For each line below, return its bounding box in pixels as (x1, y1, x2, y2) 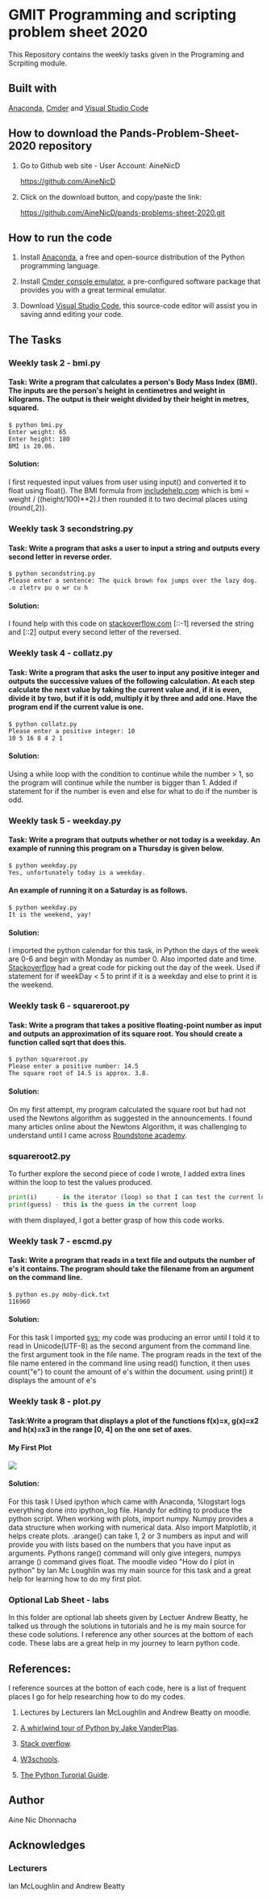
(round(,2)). (8, 503, 47, 513)
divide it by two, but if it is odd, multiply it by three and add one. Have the (8, 693, 258, 703)
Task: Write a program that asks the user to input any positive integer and (8, 667, 260, 677)
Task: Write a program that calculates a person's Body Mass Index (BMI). (8, 378, 258, 387)
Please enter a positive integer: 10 (8, 727, 135, 735)
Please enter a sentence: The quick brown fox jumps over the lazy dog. (8, 576, 258, 585)
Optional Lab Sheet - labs (8, 1594, 110, 1606)
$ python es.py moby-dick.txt (8, 1290, 110, 1298)
